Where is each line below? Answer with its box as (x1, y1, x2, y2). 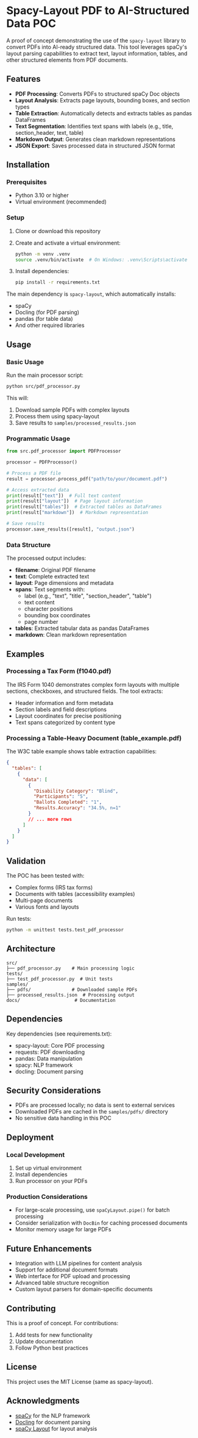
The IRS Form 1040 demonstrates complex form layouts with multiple (6, 681, 180, 688)
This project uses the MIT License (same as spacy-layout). (6, 1378, 154, 1385)
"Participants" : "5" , (33, 793, 88, 799)
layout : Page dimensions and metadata (15, 579, 114, 587)
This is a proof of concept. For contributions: (6, 1319, 119, 1326)
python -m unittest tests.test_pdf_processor (6, 927, 124, 933)
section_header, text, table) (15, 129, 84, 136)
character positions (24, 605, 73, 613)
